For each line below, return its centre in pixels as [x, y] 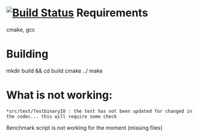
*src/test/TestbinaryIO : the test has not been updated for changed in [99, 111]
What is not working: [59, 95]
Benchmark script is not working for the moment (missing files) [84, 127]
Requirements [112, 13]
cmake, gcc [21, 30]
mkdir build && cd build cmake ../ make [54, 71]
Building [27, 54]
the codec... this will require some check [62, 116]
